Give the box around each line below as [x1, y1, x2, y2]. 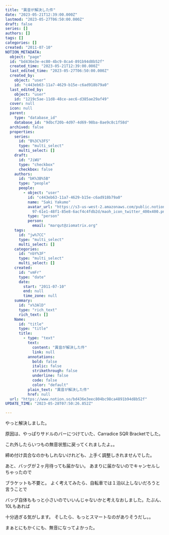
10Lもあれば [5, 503, 30, 509]
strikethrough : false [32, 369, 78, 374]
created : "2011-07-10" [5, 45, 53, 50]
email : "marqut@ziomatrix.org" [32, 223, 98, 228]
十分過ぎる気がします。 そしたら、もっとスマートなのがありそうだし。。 [5, 514, 154, 520]
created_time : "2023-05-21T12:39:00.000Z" [10, 64, 100, 69]
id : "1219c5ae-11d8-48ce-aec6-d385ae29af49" [14, 96, 109, 101]
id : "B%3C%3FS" [18, 139, 51, 144]
